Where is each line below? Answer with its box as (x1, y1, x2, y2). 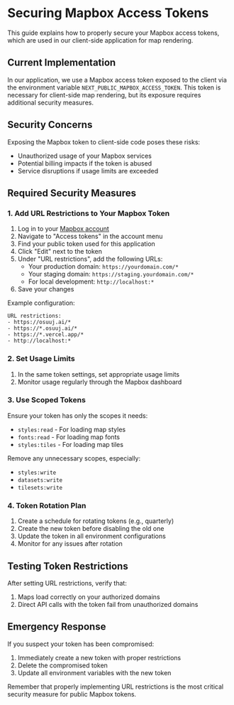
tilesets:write (17, 484, 63, 491)
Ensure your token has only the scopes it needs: (7, 411, 148, 420)
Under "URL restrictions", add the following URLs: (17, 254, 163, 264)
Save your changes (17, 285, 74, 294)
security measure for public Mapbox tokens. (7, 689, 137, 698)
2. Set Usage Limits (7, 354, 76, 364)
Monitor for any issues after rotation (17, 539, 123, 548)
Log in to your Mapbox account (17, 225, 110, 233)
